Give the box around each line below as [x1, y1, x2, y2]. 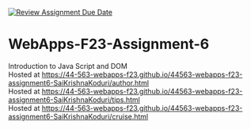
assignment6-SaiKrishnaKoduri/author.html [8, 78, 149, 87]
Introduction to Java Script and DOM [8, 61, 128, 70]
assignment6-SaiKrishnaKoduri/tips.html [8, 95, 140, 104]
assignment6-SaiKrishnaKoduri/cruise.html [8, 112, 149, 121]
